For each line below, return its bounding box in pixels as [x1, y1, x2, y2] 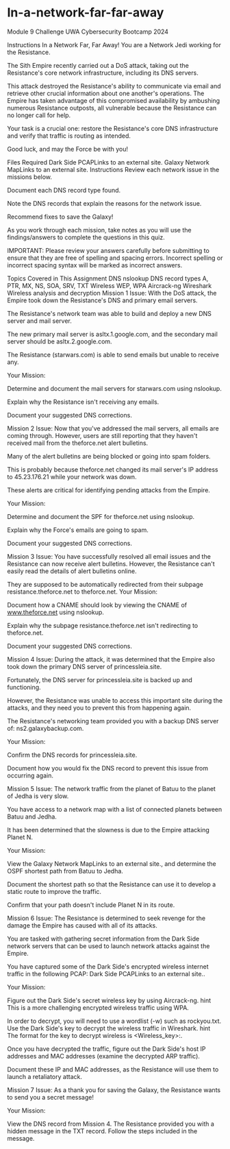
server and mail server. [7, 317, 72, 325]
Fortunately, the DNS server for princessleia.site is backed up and [7, 675, 193, 684]
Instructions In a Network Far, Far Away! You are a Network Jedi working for [7, 40, 221, 49]
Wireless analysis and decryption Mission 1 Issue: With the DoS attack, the [7, 289, 217, 297]
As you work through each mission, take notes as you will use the [7, 226, 192, 234]
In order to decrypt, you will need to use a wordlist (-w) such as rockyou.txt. [7, 1017, 222, 1025]
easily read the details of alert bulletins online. [7, 567, 137, 575]
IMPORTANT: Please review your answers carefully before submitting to [7, 246, 210, 254]
